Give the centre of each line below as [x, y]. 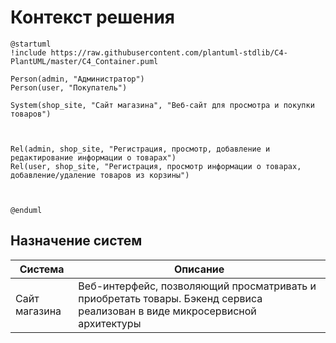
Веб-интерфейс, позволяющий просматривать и [197, 286]
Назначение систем [76, 241]
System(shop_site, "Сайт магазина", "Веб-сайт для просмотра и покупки [162, 105]
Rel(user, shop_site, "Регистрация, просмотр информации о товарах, [156, 166]
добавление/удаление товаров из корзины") [100, 175]
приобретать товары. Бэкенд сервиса [170, 298]
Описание [199, 269]
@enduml [26, 210]
